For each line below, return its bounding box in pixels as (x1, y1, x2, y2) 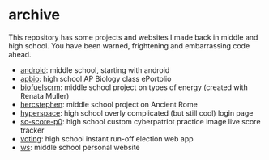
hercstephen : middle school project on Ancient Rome (19, 99, 199, 109)
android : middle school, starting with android (19, 65, 170, 74)
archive (8, 6, 61, 24)
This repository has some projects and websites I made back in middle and (8, 32, 258, 42)
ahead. (8, 49, 32, 59)
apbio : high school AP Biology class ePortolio (19, 74, 172, 83)
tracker (19, 125, 45, 135)
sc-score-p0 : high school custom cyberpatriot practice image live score (19, 116, 261, 126)
